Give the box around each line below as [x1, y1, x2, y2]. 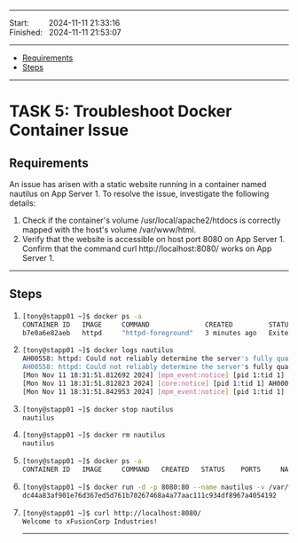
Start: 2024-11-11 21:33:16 [9, 18, 121, 28]
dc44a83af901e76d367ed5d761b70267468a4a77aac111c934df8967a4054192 [21, 491, 277, 500]
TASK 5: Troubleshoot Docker [9, 101, 232, 122]
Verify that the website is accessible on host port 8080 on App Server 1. [21, 234, 286, 244]
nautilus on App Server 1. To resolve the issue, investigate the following [9, 188, 270, 199]
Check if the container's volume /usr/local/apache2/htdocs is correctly [21, 215, 281, 225]
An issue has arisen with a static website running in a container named [9, 179, 267, 189]
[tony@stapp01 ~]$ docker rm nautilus [21, 431, 166, 440]
